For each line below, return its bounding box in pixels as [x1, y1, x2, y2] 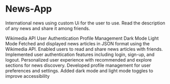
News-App [5, 3, 52, 15]
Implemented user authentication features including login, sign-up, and [5, 51, 155, 58]
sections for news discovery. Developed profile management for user [5, 62, 151, 68]
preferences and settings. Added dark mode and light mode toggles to [5, 67, 153, 74]
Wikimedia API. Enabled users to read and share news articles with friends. [5, 46, 163, 52]
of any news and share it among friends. [5, 25, 90, 31]
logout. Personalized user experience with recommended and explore [5, 57, 152, 63]
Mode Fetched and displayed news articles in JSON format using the [5, 40, 150, 46]
